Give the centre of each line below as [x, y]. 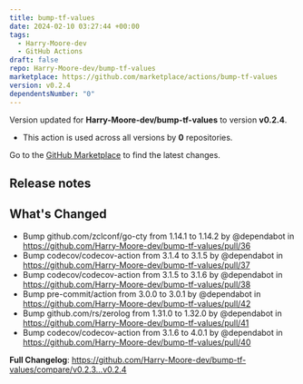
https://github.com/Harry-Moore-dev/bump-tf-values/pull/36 [137, 245]
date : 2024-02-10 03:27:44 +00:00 [75, 26]
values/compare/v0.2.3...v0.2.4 [68, 369]
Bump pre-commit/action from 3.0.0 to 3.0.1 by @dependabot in [142, 294]
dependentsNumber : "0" [52, 94]
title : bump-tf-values [52, 18]
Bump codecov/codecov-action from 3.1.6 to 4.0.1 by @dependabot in [152, 332]
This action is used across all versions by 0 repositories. [127, 137]
